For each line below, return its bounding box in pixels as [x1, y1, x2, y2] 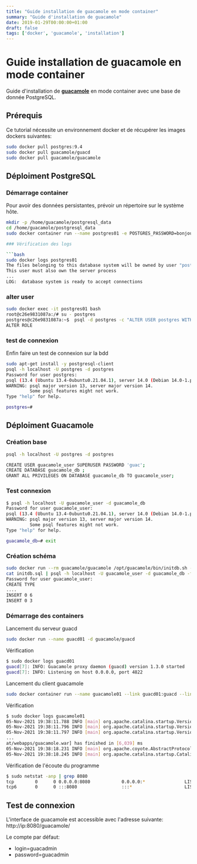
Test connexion [6, 487, 51, 495]
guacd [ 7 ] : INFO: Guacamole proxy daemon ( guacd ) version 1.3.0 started [6, 664, 185, 670]
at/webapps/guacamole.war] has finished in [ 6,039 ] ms [6, 740, 143, 747]
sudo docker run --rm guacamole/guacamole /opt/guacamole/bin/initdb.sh [6, 565, 188, 571]
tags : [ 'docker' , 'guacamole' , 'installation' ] [6, 31, 125, 36]
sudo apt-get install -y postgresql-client [6, 361, 114, 367]
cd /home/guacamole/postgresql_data [6, 225, 96, 231]
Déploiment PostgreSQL [6, 171, 96, 181]
